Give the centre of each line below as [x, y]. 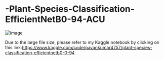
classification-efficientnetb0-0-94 [40, 53]
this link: [14, 47]
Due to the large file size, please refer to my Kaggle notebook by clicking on [82, 42]
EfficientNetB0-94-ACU [55, 19]
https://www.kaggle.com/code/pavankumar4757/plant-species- [87, 47]
